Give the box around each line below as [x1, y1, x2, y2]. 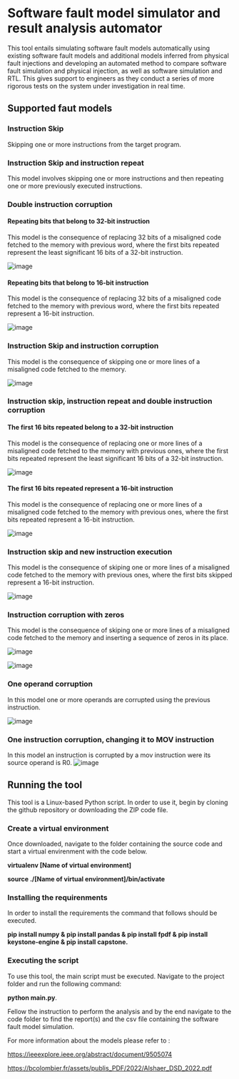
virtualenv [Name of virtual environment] [7, 861, 132, 870]
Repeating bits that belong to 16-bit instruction [7, 278, 149, 287]
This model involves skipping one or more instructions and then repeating [7, 173, 224, 183]
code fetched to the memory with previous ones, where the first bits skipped [7, 571, 233, 579]
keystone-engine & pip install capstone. [7, 938, 128, 946]
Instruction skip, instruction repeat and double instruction [7, 396, 213, 406]
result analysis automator [7, 20, 163, 36]
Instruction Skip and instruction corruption [7, 341, 159, 351]
